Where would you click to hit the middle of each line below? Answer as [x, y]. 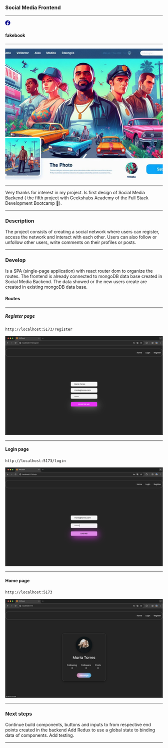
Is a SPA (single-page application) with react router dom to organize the [79, 271]
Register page [20, 316]
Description [20, 221]
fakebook [15, 35]
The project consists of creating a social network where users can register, [82, 232]
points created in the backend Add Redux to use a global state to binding [80, 730]
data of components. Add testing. [40, 735]
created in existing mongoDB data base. [46, 287]
